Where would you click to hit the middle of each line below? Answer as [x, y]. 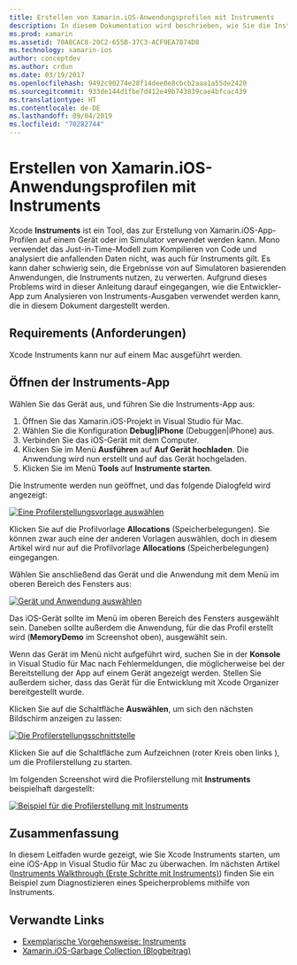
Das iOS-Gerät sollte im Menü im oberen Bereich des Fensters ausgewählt [145, 618]
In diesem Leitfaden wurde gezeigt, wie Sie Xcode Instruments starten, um [145, 854]
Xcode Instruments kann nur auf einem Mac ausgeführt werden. [126, 354]
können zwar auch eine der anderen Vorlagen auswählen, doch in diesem [143, 538]
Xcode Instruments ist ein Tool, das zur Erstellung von [108, 230]
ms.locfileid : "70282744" [57, 125]
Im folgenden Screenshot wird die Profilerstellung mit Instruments [130, 779]
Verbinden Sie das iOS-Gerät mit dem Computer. [110, 440]
